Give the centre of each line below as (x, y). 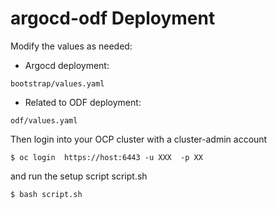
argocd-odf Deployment (113, 18)
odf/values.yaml (44, 120)
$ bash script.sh (46, 194)
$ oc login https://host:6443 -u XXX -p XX (106, 157)
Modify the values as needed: (71, 46)
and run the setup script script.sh (79, 176)
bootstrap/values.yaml (57, 83)
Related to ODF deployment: (83, 102)
